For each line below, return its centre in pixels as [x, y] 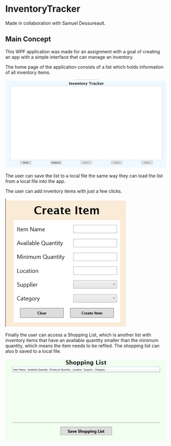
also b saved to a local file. [33, 351]
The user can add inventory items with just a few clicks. [64, 191]
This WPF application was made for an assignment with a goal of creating [83, 51]
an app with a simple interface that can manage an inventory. [69, 57]
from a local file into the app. [35, 181]
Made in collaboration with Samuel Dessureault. [56, 23]
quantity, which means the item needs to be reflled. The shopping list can [82, 346]
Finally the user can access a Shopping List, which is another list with [78, 335]
